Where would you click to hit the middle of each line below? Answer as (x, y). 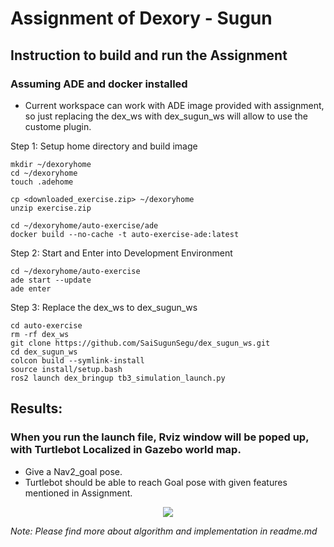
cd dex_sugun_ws (44, 352)
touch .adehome (42, 182)
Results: (36, 408)
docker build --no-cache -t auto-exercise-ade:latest (125, 234)
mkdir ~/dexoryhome (51, 164)
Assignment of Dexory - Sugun (141, 18)
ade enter (31, 288)
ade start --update (51, 280)
